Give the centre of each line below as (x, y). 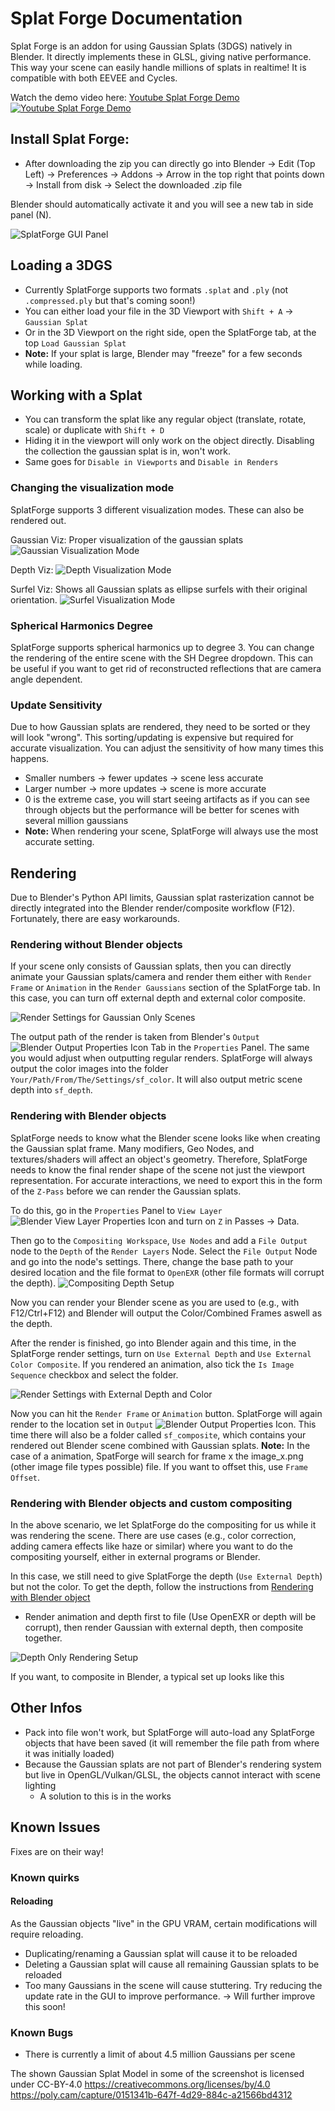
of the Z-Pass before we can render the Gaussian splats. (126, 1191)
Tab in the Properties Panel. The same (230, 1048)
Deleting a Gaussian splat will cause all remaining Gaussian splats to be (172, 1964)
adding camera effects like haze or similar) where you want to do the (151, 1546)
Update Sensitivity (56, 705)
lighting (40, 1785)
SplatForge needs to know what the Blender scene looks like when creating (165, 1138)
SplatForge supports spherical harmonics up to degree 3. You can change (162, 647)
